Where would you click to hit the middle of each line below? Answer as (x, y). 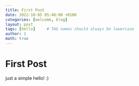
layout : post (19, 24)
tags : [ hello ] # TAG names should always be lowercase (70, 29)
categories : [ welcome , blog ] (36, 19)
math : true (17, 39)
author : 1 (16, 34)
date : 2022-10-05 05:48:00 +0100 (41, 15)
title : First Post (25, 10)
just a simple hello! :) (27, 78)
